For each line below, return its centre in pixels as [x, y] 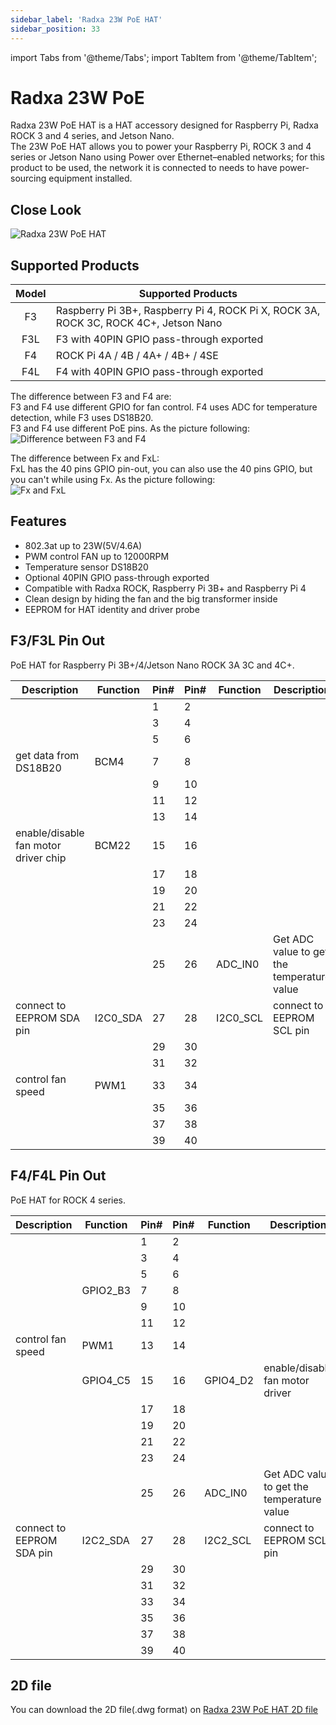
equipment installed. [90, 178]
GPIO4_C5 [106, 1380]
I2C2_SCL [228, 1540]
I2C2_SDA [105, 1540]
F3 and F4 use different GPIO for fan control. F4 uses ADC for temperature [164, 407]
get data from [47, 755]
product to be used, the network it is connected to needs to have [144, 168]
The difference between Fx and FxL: [85, 458]
